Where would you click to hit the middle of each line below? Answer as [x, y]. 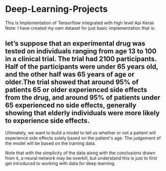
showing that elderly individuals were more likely [83, 113]
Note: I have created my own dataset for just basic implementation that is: [80, 28]
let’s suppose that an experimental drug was [75, 44]
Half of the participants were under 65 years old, [82, 67]
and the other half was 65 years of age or [70, 74]
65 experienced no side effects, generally [71, 106]
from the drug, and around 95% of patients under [83, 98]
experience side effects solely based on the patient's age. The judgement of [83, 138]
